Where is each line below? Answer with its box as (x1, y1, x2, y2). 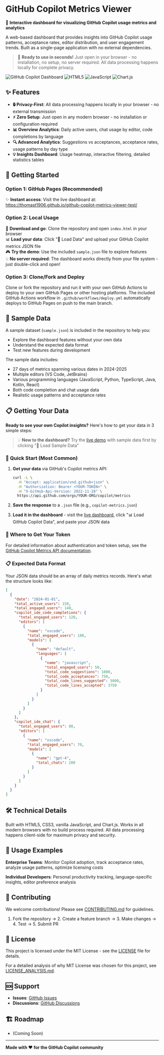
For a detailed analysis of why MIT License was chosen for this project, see (5, 963, 157, 968)
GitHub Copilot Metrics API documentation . (5, 548, 92, 553)
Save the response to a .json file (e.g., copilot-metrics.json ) (12, 502, 138, 508)
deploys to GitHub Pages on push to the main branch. (5, 300, 113, 306)
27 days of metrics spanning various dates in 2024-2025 (12, 366, 127, 372)
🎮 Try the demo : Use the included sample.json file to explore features (5, 248, 147, 255)
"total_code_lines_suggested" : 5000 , (44, 679, 121, 683)
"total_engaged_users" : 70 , (27, 742, 84, 747)
